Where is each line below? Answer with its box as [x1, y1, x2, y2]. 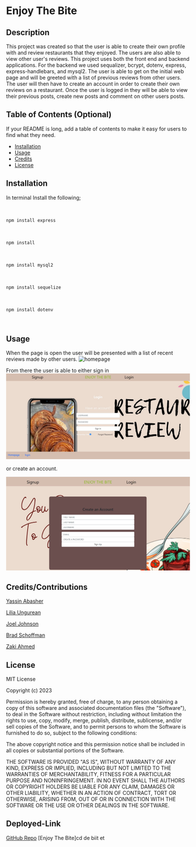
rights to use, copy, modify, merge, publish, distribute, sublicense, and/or [6, 717, 182, 724]
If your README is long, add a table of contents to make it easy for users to [6, 125, 187, 132]
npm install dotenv [6, 306, 54, 313]
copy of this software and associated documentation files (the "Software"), [6, 705, 187, 712]
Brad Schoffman [6, 631, 45, 639]
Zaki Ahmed [6, 643, 35, 650]
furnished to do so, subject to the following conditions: [6, 729, 137, 736]
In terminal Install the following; [6, 194, 81, 201]
